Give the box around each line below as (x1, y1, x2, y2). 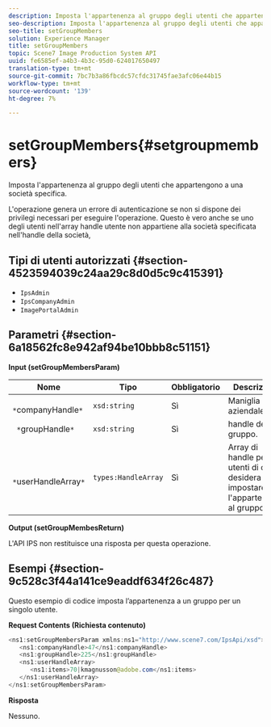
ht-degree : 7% (8, 95, 56, 103)
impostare (227, 481, 266, 493)
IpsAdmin (19, 289, 50, 297)
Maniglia (227, 395, 261, 406)
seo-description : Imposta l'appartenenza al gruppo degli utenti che (8, 19, 248, 27)
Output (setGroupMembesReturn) (8, 523, 125, 532)
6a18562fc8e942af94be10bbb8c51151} (8, 341, 211, 355)
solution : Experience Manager (8, 34, 110, 43)
